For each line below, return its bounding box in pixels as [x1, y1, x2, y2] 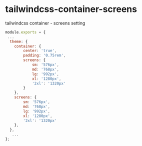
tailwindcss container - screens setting [5, 20, 85, 26]
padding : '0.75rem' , [23, 53, 66, 58]
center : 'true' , [23, 48, 57, 53]
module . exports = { [5, 29, 46, 34]
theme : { [9, 39, 28, 44]
